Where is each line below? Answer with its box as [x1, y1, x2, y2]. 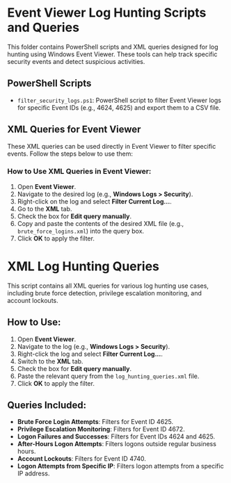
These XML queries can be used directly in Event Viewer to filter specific [7, 142, 216, 150]
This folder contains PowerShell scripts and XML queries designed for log [7, 42, 218, 51]
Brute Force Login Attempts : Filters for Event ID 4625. [17, 418, 174, 426]
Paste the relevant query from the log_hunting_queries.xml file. [17, 372, 200, 380]
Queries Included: [7, 400, 87, 411]
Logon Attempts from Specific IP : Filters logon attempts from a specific [17, 462, 224, 470]
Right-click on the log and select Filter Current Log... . [17, 197, 172, 206]
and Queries [7, 19, 80, 35]
